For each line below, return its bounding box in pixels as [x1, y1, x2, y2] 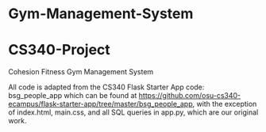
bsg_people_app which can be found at [8, 91, 137, 100]
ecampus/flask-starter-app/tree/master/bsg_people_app [8, 100, 193, 109]
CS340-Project [8, 41, 111, 59]
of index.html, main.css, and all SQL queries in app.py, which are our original [8, 107, 259, 117]
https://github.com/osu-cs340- [138, 91, 241, 100]
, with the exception [192, 100, 257, 109]
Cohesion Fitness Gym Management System [8, 67, 154, 77]
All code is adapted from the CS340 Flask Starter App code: [8, 82, 205, 92]
